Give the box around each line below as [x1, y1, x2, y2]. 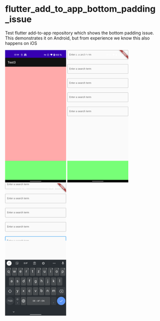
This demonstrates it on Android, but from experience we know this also [5, 35, 150, 41]
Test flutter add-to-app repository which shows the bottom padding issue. [5, 30, 155, 36]
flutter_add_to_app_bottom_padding [5, 3, 156, 15]
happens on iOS [5, 40, 38, 46]
